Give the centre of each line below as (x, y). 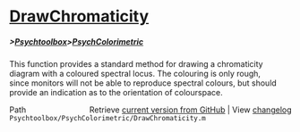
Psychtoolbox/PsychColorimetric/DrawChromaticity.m (107, 119)
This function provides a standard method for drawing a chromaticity (136, 64)
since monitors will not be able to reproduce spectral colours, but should (143, 83)
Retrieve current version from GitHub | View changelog (190, 110)
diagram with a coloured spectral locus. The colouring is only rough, (135, 74)
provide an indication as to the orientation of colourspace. (116, 93)
